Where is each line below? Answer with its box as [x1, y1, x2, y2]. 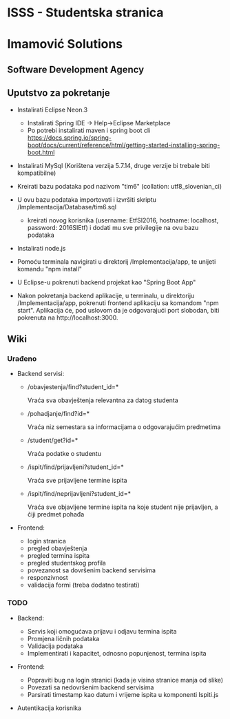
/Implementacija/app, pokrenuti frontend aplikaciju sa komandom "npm [17, 298, 219, 307]
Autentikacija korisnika [17, 704, 81, 712]
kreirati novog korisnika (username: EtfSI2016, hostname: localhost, [27, 216, 219, 225]
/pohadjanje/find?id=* [27, 410, 90, 418]
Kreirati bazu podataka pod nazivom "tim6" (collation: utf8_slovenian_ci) [17, 182, 222, 190]
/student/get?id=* [27, 436, 79, 445]
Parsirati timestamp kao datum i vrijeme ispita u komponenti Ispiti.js [27, 690, 219, 698]
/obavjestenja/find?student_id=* [27, 383, 119, 391]
